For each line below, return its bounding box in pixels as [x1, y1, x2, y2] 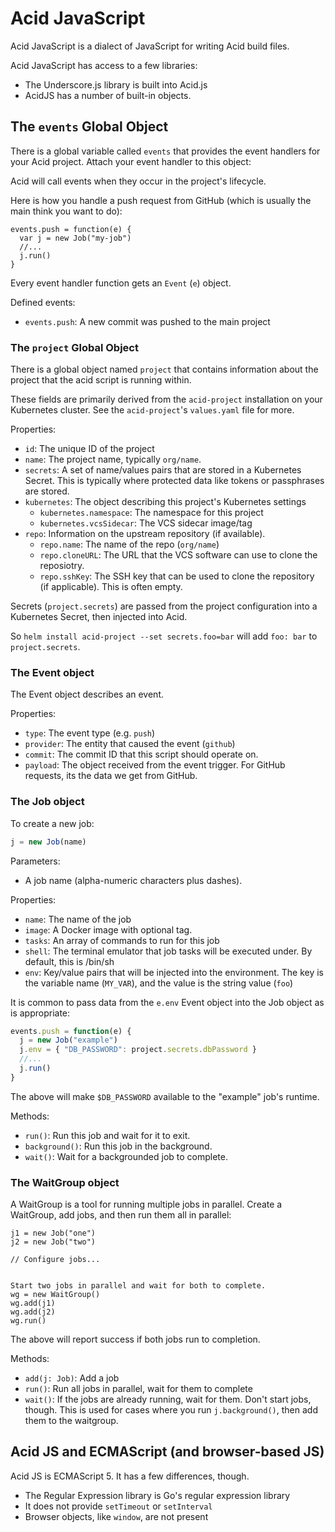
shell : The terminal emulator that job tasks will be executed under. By [24, 945, 313, 957]
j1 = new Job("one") [10, 1228, 97, 1239]
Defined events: [10, 296, 76, 308]
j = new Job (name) [10, 837, 87, 847]
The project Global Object [10, 340, 139, 354]
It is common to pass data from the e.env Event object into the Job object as [10, 996, 325, 1008]
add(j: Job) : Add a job [24, 1372, 120, 1384]
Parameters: [10, 855, 61, 867]
